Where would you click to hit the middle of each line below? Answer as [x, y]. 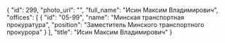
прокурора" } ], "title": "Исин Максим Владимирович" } [90, 32]
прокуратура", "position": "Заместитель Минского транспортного [105, 25]
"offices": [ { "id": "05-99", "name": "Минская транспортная [96, 17]
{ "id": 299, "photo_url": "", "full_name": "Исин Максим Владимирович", [112, 10]
